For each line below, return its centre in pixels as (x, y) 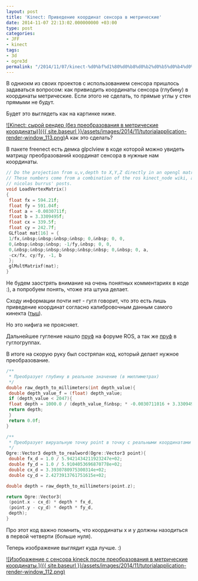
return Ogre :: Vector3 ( (34, 497)
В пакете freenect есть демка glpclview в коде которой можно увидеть (95, 149)
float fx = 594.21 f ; (34, 200)
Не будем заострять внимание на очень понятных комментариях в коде (98, 283)
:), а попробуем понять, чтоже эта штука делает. (67, 289)
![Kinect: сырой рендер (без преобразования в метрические (82, 125)
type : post (19, 28)
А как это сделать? (89, 138)
